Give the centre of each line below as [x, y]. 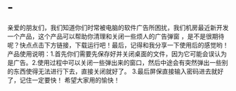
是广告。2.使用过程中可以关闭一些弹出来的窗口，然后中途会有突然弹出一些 [115, 62]
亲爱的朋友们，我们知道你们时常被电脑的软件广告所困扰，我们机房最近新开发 [118, 27]
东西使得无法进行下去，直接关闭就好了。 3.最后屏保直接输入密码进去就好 [118, 71]
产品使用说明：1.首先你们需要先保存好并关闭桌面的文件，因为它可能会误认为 [117, 54]
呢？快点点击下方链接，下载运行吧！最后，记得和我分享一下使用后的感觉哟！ [118, 45]
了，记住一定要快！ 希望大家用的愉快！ [64, 80]
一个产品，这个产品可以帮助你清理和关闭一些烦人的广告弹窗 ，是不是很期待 [116, 36]
